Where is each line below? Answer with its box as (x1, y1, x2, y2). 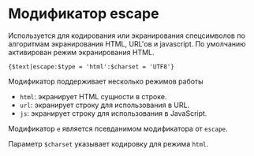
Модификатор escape (8, 5, 159, 23)
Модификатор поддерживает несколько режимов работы (8, 76, 204, 86)
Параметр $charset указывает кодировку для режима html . (8, 139, 209, 148)
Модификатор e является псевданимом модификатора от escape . (8, 124, 228, 133)
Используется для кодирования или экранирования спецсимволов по (8, 31, 246, 40)
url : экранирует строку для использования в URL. (19, 100, 190, 110)
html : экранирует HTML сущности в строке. (19, 91, 167, 101)
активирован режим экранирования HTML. (8, 47, 155, 57)
